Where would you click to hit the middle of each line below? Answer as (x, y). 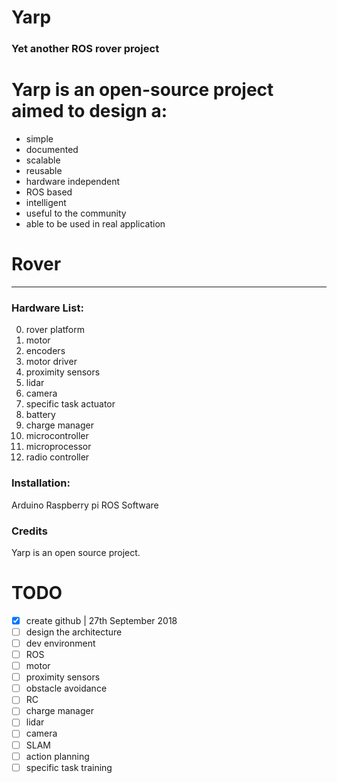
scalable (43, 160)
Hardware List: (47, 308)
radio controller (57, 457)
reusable (44, 171)
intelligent (46, 203)
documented (52, 150)
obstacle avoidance (66, 688)
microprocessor (58, 447)
